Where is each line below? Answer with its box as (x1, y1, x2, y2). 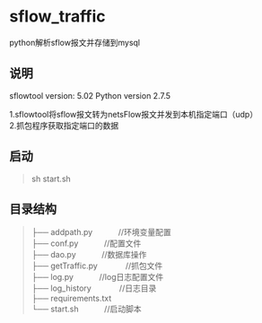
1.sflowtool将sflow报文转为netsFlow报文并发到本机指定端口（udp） (9, 109, 258, 119)
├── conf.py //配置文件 (31, 238, 142, 249)
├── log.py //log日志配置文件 (31, 272, 164, 283)
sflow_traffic (9, 6, 106, 27)
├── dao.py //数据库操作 (31, 249, 147, 260)
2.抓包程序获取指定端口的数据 (9, 119, 119, 131)
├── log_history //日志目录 (31, 283, 157, 293)
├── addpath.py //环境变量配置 (31, 227, 172, 238)
